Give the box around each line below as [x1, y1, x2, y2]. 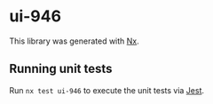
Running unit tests [9, 61, 113, 76]
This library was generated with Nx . [9, 36, 139, 46]
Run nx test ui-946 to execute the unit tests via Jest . [9, 84, 205, 95]
